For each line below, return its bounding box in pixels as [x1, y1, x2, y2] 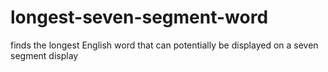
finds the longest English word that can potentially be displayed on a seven [10, 39, 319, 51]
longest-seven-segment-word [10, 6, 269, 29]
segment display [10, 49, 79, 61]
